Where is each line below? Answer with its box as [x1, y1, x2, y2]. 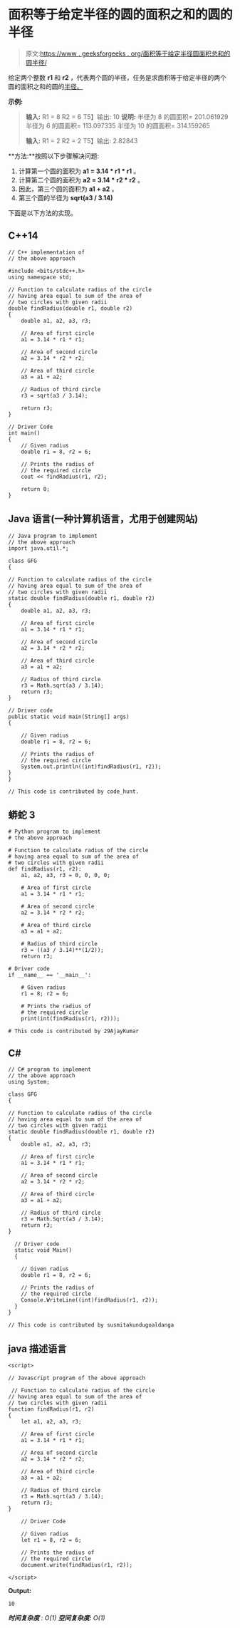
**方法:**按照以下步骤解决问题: [8, 151, 100, 160]
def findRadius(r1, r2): [8, 866, 82, 873]
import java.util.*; [8, 544, 70, 552]
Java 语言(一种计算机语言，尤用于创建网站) [8, 513, 199, 525]
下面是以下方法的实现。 [8, 208, 77, 217]
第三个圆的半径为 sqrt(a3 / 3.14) [18, 193, 113, 202]
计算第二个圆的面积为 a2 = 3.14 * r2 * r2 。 [18, 175, 145, 184]
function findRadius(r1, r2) [8, 1406, 95, 1413]
